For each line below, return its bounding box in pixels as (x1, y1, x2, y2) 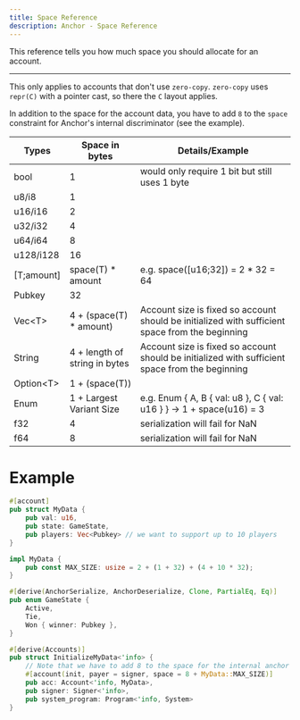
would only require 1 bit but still (139, 164, 272, 177)
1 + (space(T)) (69, 377, 132, 389)
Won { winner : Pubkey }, (25, 620, 118, 630)
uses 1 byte (139, 176, 190, 188)
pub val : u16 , (25, 514, 78, 523)
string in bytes (69, 356, 129, 369)
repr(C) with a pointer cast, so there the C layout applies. (9, 90, 219, 101)
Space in (81, 138, 120, 151)
